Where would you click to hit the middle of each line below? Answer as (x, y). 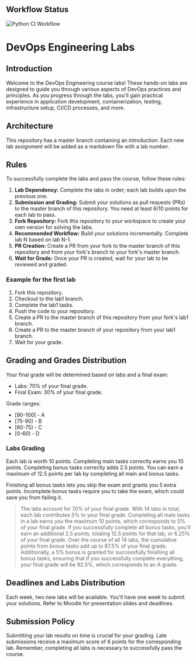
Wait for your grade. (39, 342)
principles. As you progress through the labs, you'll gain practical (85, 95)
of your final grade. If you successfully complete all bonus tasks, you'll (105, 527)
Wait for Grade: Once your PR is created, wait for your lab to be (91, 258)
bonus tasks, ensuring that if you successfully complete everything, (102, 558)
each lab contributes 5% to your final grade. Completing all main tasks (105, 515)
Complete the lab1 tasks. (44, 305)
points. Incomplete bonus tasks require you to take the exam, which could (95, 491)
